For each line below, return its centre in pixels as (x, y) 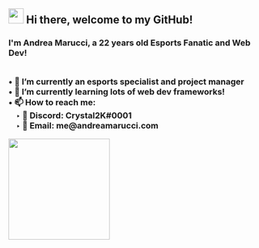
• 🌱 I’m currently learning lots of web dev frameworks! (117, 91)
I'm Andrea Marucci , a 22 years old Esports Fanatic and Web (129, 43)
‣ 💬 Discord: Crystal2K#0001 (74, 116)
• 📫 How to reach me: (52, 102)
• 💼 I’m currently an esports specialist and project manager (126, 82)
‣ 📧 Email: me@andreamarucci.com (87, 125)
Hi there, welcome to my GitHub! (109, 20)
